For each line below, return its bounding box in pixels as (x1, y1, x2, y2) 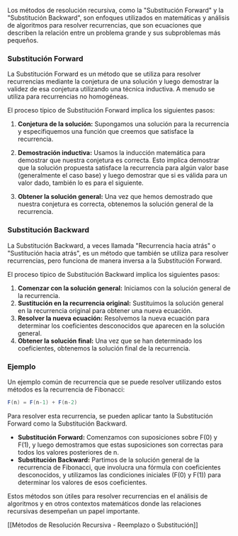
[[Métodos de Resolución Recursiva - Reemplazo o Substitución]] (7, 520, 198, 529)
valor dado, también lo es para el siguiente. (17, 178, 144, 187)
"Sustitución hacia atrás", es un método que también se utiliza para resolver (7, 249, 229, 257)
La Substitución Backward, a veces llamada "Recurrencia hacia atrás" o (7, 241, 216, 250)
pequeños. (7, 36, 39, 45)
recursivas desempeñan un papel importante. (7, 506, 140, 515)
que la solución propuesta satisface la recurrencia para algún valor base (17, 164, 229, 172)
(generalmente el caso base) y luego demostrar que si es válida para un (17, 171, 228, 180)
